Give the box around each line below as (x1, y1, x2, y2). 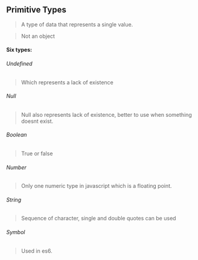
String (6, 196, 22, 203)
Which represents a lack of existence (21, 78, 113, 86)
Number (6, 164, 27, 171)
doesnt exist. (21, 117, 53, 125)
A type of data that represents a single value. (21, 20, 133, 28)
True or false (21, 150, 53, 157)
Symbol (6, 229, 25, 236)
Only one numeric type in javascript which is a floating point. (21, 182, 172, 190)
